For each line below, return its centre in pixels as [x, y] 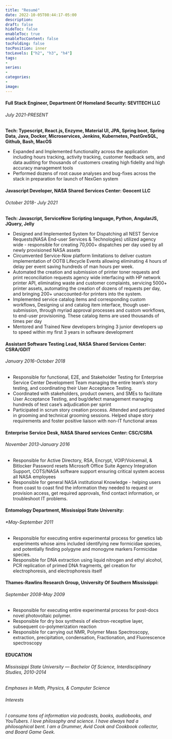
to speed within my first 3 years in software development [73, 332]
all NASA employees [34, 477]
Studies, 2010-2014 [26, 672]
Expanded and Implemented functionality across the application [80, 152]
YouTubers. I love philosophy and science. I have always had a [72, 721]
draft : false [19, 24]
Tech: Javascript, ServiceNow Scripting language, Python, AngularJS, [82, 219]
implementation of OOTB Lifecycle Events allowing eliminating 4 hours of [90, 261]
